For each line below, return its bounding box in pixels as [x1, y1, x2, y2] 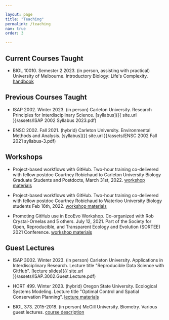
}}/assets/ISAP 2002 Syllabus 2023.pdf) [12, 117, 97, 123]
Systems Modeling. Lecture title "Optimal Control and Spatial [12, 289, 139, 295]
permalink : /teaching [5, 21, 51, 26]
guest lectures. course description [12, 309, 85, 315]
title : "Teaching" [5, 16, 44, 22]
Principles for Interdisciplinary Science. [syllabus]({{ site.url [12, 112, 137, 118]
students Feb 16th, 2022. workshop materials [12, 203, 107, 209]
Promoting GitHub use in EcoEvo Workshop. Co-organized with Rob [12, 213, 154, 219]
